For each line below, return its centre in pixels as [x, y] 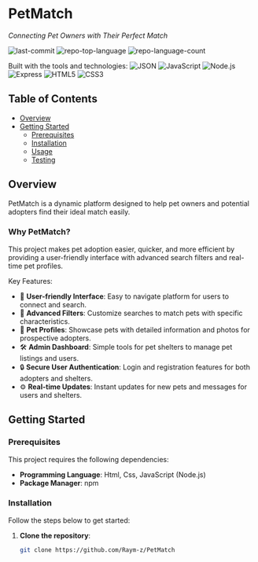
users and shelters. [51, 395]
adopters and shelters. [56, 378]
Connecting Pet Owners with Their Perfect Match [88, 35]
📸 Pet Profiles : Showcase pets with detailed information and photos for [135, 329]
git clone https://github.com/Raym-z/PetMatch [97, 550]
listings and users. [49, 358]
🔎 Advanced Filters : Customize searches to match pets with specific [131, 313]
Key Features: [30, 281]
